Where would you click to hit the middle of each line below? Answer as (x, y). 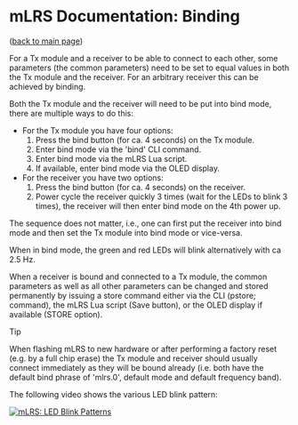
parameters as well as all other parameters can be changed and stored (139, 285)
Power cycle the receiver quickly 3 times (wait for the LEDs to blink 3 (161, 196)
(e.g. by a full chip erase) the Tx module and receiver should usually (133, 358)
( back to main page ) (46, 41)
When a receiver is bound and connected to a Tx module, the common (138, 277)
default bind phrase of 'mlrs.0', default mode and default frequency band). (145, 377)
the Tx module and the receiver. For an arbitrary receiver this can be (134, 76)
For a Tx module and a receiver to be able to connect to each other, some (144, 58)
